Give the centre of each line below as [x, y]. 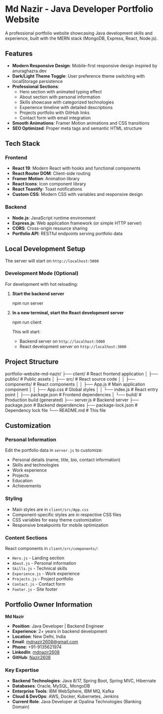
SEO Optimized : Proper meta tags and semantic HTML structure [77, 128]
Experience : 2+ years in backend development [60, 631]
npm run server [28, 303]
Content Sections [26, 538]
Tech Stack [23, 144]
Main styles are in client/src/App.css [50, 509]
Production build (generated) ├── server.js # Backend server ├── [72, 400]
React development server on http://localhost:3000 [73, 346]
